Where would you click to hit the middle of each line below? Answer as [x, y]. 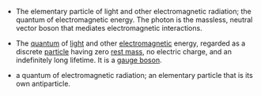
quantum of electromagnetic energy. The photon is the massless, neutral [134, 20]
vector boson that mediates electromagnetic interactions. [109, 28]
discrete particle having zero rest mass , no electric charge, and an [123, 52]
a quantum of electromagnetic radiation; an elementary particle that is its [134, 75]
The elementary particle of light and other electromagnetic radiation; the [133, 11]
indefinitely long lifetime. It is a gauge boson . [89, 60]
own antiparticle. [43, 83]
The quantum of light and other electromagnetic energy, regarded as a [130, 43]
